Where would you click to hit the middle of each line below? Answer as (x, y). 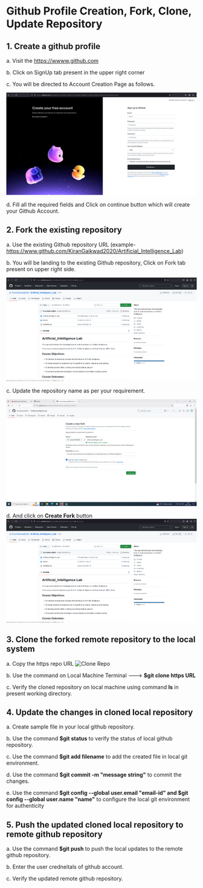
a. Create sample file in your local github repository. (70, 727)
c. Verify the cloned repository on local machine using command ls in (93, 687)
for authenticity (25, 806)
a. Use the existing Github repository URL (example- (71, 244)
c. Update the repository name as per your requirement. (76, 390)
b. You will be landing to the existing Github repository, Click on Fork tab (96, 262)
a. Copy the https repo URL (40, 663)
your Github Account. (33, 211)
